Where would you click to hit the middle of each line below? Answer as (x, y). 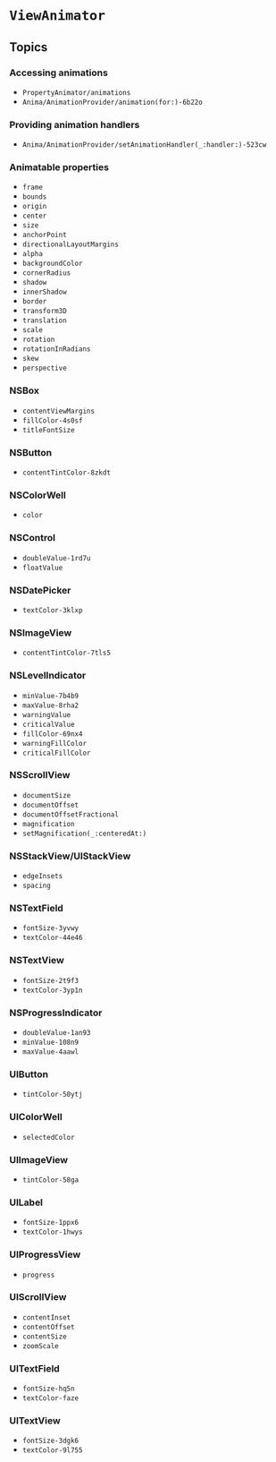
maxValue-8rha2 (50, 705)
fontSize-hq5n (48, 1389)
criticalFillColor (56, 753)
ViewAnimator (57, 16)
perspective (44, 368)
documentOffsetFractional (70, 814)
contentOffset (48, 1327)
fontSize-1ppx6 (50, 1223)
